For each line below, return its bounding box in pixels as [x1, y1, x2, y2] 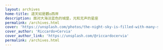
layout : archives [5, 7, 40, 12]
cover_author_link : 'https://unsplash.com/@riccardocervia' [5, 34, 130, 39]
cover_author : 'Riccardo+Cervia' [5, 29, 73, 34]
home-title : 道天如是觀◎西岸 [5, 11, 59, 16]
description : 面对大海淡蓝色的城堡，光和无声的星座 [5, 16, 98, 20]
